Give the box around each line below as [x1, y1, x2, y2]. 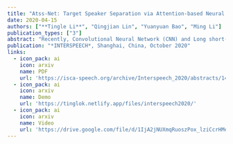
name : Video [19, 119, 54, 127]
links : [7, 49, 26, 56]
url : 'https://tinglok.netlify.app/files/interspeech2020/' [19, 100, 197, 107]
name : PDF [19, 68, 49, 75]
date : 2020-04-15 [7, 17, 58, 24]
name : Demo [19, 94, 51, 101]
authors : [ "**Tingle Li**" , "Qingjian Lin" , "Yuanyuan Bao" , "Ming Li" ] [7, 23, 222, 30]
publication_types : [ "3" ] [7, 29, 82, 37]
